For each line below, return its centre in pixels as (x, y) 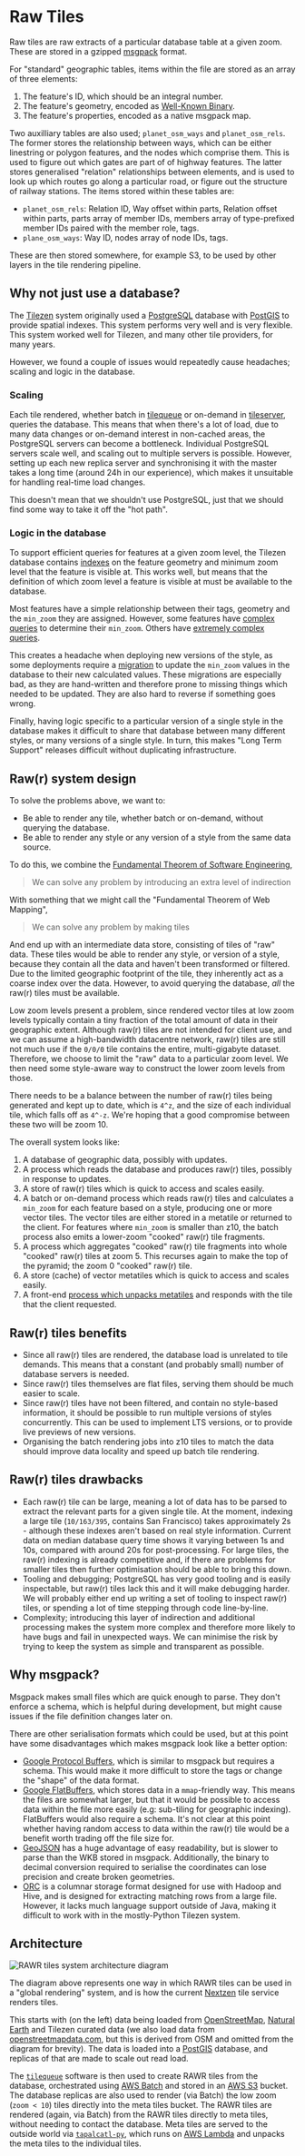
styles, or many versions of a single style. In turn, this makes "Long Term (146, 741)
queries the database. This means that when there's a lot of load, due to (144, 425)
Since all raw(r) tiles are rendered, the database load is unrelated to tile (155, 1354)
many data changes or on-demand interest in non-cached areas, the (138, 434)
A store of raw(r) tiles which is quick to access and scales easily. (143, 1189)
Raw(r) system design (73, 778)
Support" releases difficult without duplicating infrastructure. (123, 750)
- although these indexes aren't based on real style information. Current (157, 1531)
